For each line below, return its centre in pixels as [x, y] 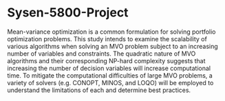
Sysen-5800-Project [68, 13]
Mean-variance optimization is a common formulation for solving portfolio [111, 32]
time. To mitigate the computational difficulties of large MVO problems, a [110, 75]
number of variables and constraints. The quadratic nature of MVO [101, 54]
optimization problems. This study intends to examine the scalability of [107, 38]
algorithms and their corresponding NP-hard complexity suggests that [106, 60]
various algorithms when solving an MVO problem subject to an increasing [112, 46]
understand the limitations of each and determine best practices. [99, 90]
